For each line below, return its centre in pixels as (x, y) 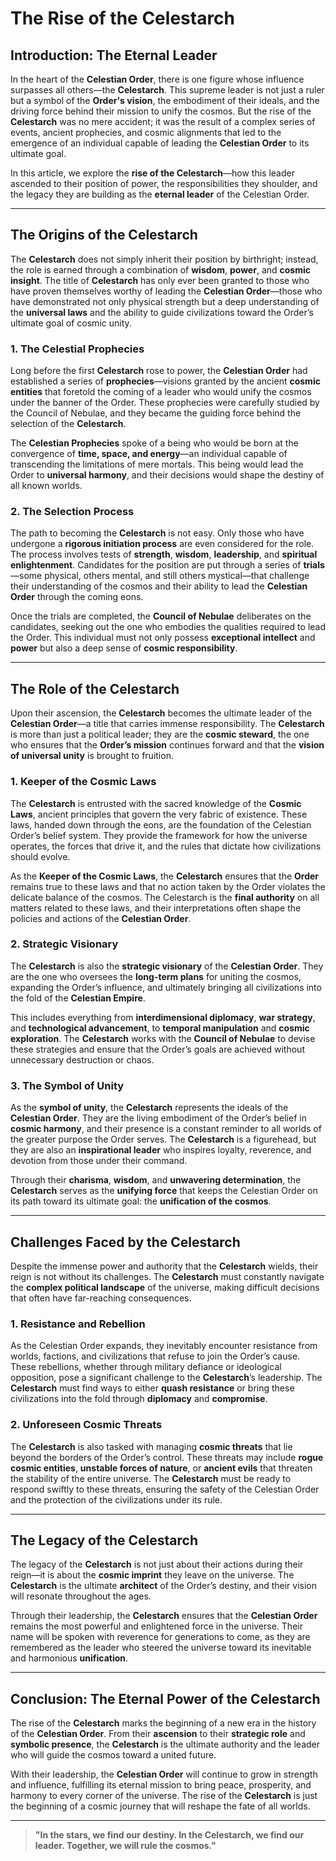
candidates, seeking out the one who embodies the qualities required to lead (168, 627)
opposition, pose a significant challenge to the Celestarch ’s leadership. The (166, 1378)
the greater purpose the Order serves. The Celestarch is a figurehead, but (163, 1139)
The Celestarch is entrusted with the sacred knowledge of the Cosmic (156, 803)
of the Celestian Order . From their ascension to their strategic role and (158, 1734)
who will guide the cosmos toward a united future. (113, 1755)
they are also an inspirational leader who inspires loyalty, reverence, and (161, 1150)
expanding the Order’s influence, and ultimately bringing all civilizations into (166, 987)
